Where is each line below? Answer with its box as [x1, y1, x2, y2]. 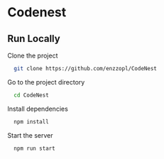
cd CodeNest [13, 92, 50, 99]
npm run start [13, 145, 55, 152]
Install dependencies [7, 104, 69, 113]
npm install [13, 118, 50, 125]
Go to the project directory [7, 77, 85, 86]
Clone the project [7, 51, 58, 60]
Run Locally [7, 33, 60, 45]
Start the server [7, 131, 53, 139]
